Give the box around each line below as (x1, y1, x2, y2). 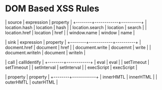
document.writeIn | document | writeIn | (5, 50, 86, 56)
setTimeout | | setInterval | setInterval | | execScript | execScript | (5, 64, 137, 70)
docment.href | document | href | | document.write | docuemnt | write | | (5, 44, 151, 50)
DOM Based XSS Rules (5, 3, 99, 14)
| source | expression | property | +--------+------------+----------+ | (5, 19, 147, 25)
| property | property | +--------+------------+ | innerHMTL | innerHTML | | (5, 74, 158, 80)
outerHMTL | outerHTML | (5, 79, 58, 85)
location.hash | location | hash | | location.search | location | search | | (5, 24, 147, 30)
